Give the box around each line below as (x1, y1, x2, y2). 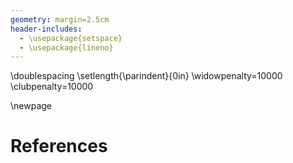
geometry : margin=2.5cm (10, 14, 110, 25)
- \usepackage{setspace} (19, 33, 123, 43)
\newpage (10, 100, 53, 112)
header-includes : (10, 24, 83, 34)
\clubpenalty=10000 (10, 81, 94, 93)
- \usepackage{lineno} (19, 42, 114, 53)
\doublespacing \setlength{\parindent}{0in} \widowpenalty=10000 (10, 70, 283, 82)
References (10, 135, 108, 158)
